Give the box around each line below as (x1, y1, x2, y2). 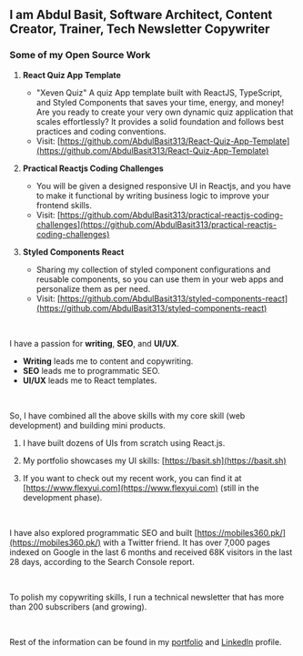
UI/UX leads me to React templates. (22, 375, 157, 386)
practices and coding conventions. (35, 126, 167, 136)
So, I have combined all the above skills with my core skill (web (9, 409, 246, 421)
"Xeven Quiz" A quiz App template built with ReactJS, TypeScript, (35, 86, 283, 98)
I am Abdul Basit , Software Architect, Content (9, 7, 273, 23)
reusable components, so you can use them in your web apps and (35, 273, 284, 285)
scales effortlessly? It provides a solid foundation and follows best (35, 116, 284, 126)
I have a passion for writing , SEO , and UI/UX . (9, 338, 180, 348)
